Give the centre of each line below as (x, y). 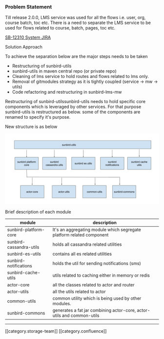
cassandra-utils (23, 247)
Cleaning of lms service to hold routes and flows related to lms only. (80, 77)
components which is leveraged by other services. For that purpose (73, 107)
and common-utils (81, 315)
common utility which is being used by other (97, 298)
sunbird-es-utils (24, 254)
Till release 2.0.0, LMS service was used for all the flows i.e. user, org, (75, 18)
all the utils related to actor (79, 291)
